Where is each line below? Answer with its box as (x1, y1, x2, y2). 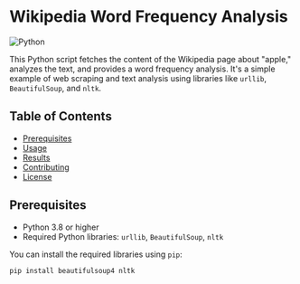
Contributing (22, 161, 70, 173)
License (22, 171, 52, 182)
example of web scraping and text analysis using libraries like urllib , (9, 72, 267, 83)
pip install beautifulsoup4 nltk (9, 266, 136, 275)
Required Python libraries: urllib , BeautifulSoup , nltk (22, 231, 224, 241)
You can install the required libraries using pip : (9, 249, 183, 260)
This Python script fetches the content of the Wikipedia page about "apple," (9, 53, 292, 64)
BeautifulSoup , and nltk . (9, 82, 102, 93)
